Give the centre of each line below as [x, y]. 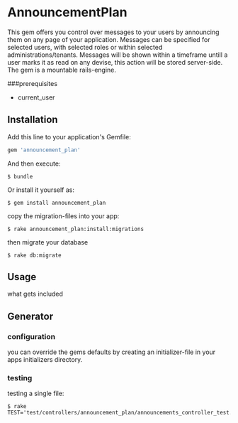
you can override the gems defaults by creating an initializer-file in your [112, 352]
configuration [32, 336]
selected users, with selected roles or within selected [85, 47]
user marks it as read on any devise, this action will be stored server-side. [115, 62]
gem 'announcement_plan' [44, 150]
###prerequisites [33, 83]
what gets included [35, 294]
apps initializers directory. [45, 360]
